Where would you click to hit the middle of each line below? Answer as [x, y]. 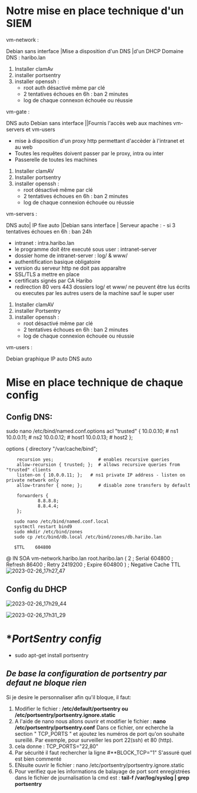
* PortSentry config [54, 639]
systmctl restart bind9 [43, 526]
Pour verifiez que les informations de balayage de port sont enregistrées [102, 771]
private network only [33, 480]
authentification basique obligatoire [58, 261]
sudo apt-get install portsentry [51, 655]
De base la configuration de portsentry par [86, 674]
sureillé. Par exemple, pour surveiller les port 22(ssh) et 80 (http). [94, 740]
